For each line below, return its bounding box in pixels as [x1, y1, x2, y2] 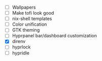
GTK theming [12, 27, 40, 33]
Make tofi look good [12, 10, 54, 16]
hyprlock [12, 44, 31, 50]
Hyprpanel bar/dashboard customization [12, 33, 97, 39]
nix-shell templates [12, 16, 52, 22]
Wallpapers [12, 5, 36, 10]
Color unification [12, 21, 47, 27]
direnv [12, 38, 26, 44]
